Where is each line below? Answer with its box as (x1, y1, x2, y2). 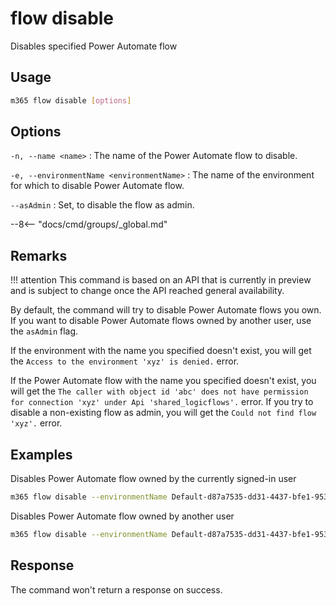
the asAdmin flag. (10, 325, 79, 337)
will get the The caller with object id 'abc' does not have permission (10, 385, 309, 397)
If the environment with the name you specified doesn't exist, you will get (10, 345, 312, 357)
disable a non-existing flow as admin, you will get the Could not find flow (10, 407, 317, 419)
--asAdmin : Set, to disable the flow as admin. (10, 199, 195, 211)
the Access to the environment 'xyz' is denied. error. (10, 355, 240, 367)
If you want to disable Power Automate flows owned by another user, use (10, 315, 312, 327)
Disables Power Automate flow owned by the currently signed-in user (10, 473, 297, 485)
